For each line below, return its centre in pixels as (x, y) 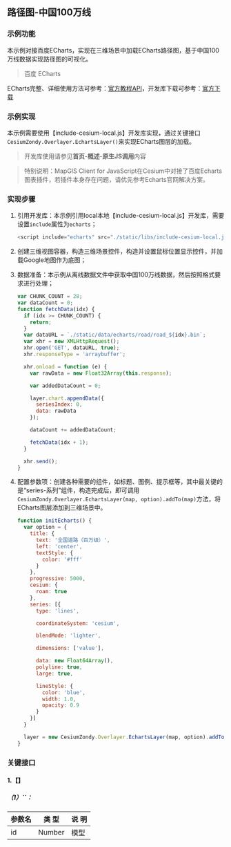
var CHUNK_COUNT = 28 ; (50, 297)
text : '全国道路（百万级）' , (73, 540)
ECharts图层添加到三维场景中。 (62, 508)
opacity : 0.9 (61, 705)
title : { (42, 534)
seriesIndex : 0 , (59, 404)
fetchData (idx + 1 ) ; (59, 442)
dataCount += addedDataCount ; (73, 430)
